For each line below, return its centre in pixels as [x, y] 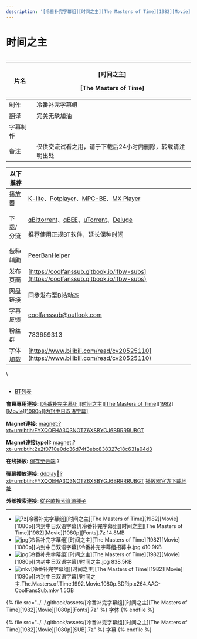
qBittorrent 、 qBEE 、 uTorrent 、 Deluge [80, 220]
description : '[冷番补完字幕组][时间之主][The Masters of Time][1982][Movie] [98, 11]
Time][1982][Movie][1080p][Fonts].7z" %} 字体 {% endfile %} [80, 610]
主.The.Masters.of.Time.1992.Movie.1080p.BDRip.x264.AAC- [88, 583]
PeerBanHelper [49, 255]
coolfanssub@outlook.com [65, 315]
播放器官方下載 [164, 481]
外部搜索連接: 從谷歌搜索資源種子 [46, 500]
